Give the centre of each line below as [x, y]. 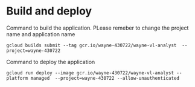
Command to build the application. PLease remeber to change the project [97, 28]
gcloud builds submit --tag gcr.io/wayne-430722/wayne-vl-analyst [91, 45]
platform [17, 78]
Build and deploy [49, 11]
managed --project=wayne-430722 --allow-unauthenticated [105, 78]
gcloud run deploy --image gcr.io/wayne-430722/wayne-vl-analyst [90, 73]
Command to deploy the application [51, 62]
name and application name [41, 34]
